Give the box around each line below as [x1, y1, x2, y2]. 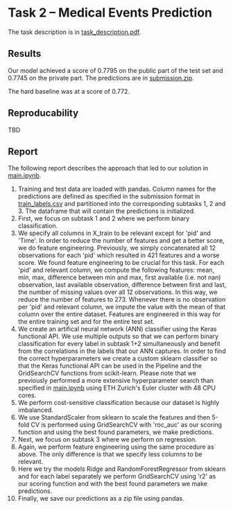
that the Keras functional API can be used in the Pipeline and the [17, 362, 202, 370]
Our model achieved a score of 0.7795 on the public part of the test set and [8, 66, 224, 74]
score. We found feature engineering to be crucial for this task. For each [17, 259, 225, 267]
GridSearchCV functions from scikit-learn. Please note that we [17, 369, 197, 377]
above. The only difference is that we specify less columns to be [17, 450, 202, 458]
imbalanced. [17, 406, 54, 414]
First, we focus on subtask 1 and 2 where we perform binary [17, 214, 190, 223]
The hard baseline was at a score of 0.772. [8, 87, 130, 95]
